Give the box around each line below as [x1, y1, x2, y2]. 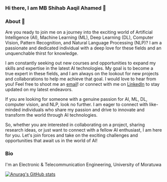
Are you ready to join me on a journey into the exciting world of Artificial [5, 29, 153, 35]
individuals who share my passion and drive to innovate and [21, 107, 145, 113]
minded [5, 107, 21, 113]
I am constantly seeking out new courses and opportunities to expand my [5, 60, 156, 66]
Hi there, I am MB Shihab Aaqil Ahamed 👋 [5, 4, 106, 11]
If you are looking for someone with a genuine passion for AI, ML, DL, [5, 96, 148, 102]
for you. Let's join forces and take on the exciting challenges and [5, 132, 138, 139]
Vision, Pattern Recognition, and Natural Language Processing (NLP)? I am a [5, 40, 162, 46]
